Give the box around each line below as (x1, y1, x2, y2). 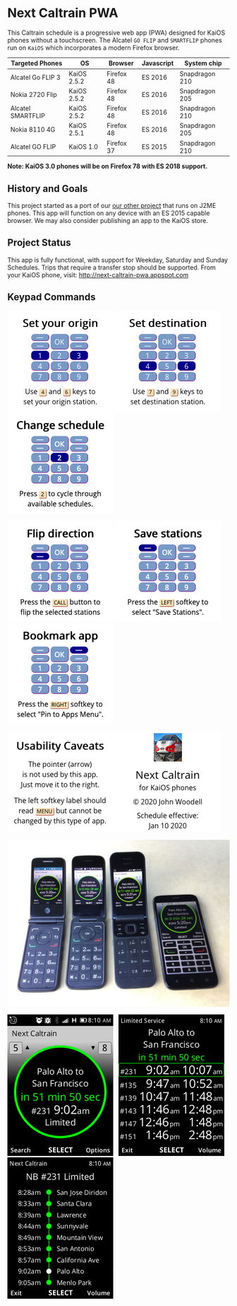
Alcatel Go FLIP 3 (10, 73, 61, 82)
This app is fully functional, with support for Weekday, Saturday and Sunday (7, 255, 228, 264)
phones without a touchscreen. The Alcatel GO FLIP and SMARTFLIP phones (7, 35, 222, 44)
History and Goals (7, 183, 88, 195)
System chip (184, 59, 222, 68)
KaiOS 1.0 (68, 143, 99, 151)
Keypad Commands (7, 291, 96, 304)
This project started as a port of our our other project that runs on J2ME (7, 202, 217, 209)
